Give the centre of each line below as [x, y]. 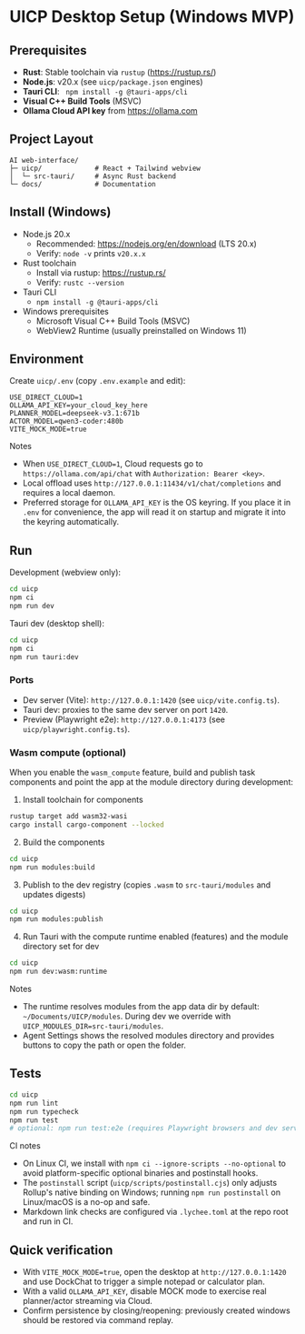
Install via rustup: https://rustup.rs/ [101, 272]
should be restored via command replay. [98, 1320]
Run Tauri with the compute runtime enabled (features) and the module [155, 937]
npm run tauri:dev [44, 657]
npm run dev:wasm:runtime [58, 972]
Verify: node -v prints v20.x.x [91, 253]
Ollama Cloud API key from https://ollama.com [110, 110]
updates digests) [54, 894]
